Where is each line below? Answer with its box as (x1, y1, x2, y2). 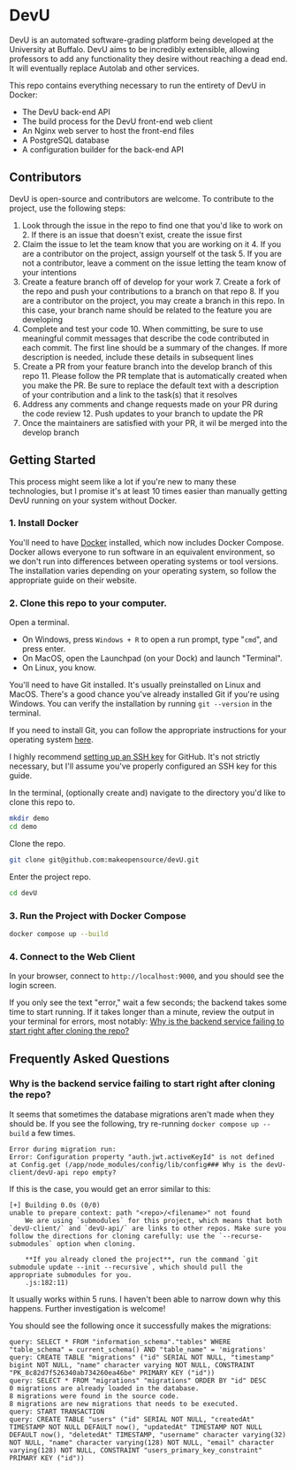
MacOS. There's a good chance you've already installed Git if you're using (9, 689, 280, 700)
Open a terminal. (9, 617, 70, 628)
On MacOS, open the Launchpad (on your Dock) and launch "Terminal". (21, 653, 283, 664)
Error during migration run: (9, 1144, 117, 1154)
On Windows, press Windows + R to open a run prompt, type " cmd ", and (21, 634, 278, 645)
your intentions (21, 267, 77, 277)
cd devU (9, 888, 38, 897)
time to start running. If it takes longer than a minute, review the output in (9, 1007, 275, 1017)
